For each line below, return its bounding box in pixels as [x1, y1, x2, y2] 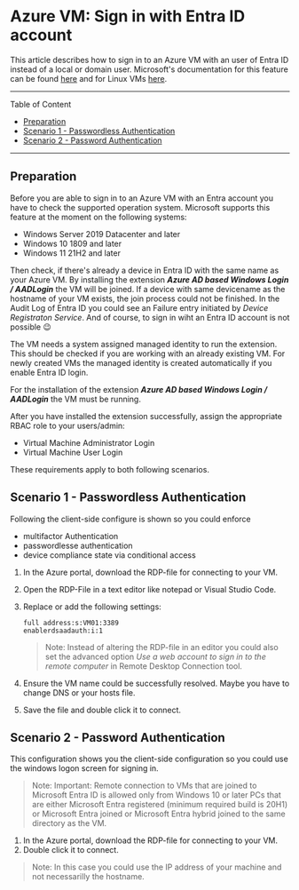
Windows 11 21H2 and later [22, 247, 121, 258]
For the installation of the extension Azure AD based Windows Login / [10, 384, 268, 394]
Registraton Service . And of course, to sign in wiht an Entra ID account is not [10, 312, 290, 322]
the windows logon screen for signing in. [10, 763, 159, 774]
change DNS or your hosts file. [22, 687, 136, 698]
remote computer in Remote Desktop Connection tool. [44, 660, 243, 671]
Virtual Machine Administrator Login [22, 437, 155, 448]
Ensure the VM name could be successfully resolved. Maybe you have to [22, 678, 290, 688]
